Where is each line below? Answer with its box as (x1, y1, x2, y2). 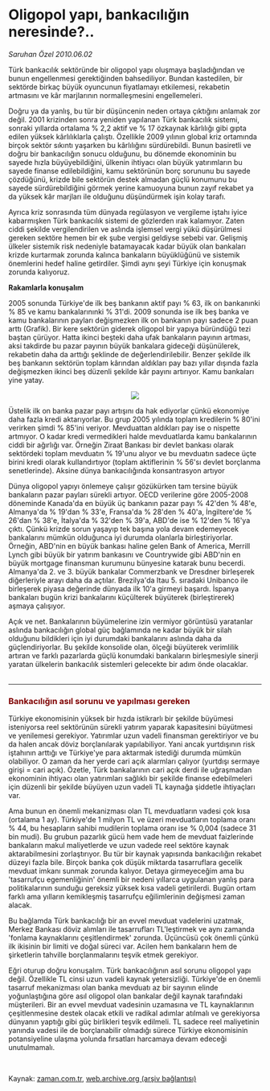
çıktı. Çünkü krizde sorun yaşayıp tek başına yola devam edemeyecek (8, 524, 239, 533)
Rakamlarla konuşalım (8, 282, 84, 292)
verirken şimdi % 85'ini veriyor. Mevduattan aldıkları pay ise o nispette (8, 422, 240, 432)
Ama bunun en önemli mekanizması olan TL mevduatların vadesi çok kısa (8, 806, 251, 816)
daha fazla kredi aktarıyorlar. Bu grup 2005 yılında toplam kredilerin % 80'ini (8, 414, 260, 424)
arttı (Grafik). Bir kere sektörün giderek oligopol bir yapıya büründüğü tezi (8, 323, 252, 333)
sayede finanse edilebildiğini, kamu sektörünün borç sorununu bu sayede (8, 166, 251, 175)
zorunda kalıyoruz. (8, 267, 70, 277)
